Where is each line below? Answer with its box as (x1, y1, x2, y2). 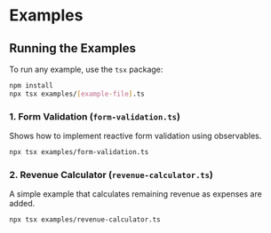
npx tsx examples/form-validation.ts (9, 148, 149, 157)
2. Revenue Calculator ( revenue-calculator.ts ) (9, 168, 213, 181)
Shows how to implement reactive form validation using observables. (9, 130, 262, 142)
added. (9, 198, 36, 209)
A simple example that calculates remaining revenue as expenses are (9, 189, 262, 199)
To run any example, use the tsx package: (9, 64, 163, 74)
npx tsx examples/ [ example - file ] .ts (9, 89, 145, 98)
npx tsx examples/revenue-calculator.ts (9, 215, 162, 224)
